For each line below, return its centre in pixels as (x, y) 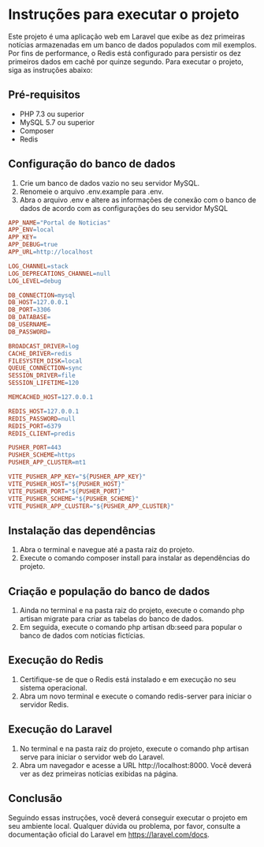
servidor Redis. (44, 704)
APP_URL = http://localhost (50, 252)
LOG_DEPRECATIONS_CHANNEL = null (59, 273)
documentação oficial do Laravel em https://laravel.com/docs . (109, 834)
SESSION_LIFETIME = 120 (44, 383)
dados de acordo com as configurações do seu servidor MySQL (124, 208)
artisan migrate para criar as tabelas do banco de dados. (112, 619)
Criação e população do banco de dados (109, 591)
